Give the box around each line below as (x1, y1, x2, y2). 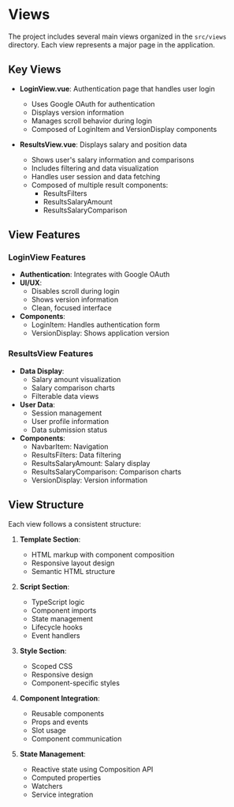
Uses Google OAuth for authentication (31, 99, 155, 108)
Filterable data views (31, 391, 99, 400)
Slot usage (31, 725, 67, 735)
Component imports (31, 606, 97, 615)
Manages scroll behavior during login (31, 116, 152, 126)
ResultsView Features (8, 348, 94, 359)
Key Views (8, 63, 61, 77)
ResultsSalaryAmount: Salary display (31, 458, 150, 467)
